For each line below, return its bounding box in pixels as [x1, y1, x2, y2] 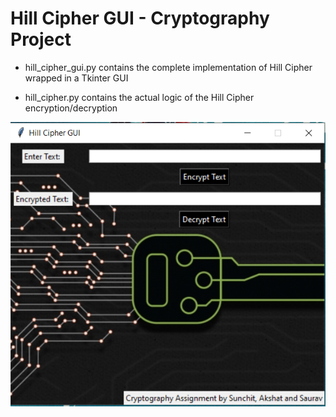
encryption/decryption [24, 102, 118, 114]
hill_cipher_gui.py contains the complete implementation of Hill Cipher [24, 61, 313, 73]
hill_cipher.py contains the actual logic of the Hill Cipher [24, 91, 255, 103]
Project [10, 28, 72, 51]
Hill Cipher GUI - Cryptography [10, 7, 270, 30]
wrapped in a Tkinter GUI [24, 72, 129, 84]
